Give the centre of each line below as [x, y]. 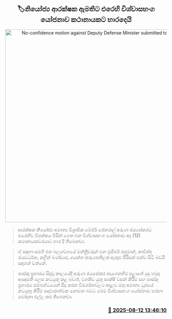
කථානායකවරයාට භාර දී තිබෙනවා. [51, 241]
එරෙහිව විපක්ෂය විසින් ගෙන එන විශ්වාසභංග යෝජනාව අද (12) [79, 235]
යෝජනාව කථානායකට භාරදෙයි [86, 20]
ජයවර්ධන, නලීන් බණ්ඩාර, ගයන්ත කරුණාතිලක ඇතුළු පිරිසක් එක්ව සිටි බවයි [91, 257]
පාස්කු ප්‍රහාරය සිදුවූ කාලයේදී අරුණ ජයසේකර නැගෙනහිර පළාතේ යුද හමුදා [89, 273]
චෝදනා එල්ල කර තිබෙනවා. [45, 296]
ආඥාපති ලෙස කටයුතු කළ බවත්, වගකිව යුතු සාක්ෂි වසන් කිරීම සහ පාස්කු [88, 279]
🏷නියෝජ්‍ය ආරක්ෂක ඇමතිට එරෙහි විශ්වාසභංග [86, 9]
